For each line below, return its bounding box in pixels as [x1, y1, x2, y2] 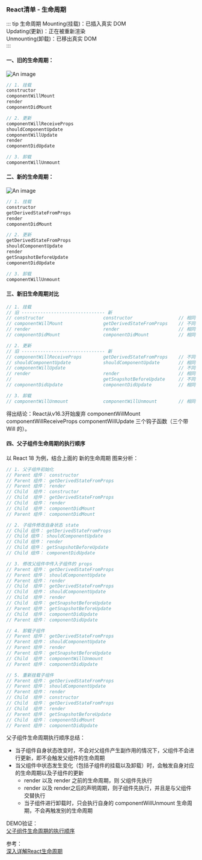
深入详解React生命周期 [6, 847, 63, 855]
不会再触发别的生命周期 [34, 807, 93, 814]
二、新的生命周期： [6, 173, 54, 181]
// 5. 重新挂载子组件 [6, 672, 54, 678]
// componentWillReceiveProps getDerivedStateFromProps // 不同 [6, 354, 196, 360]
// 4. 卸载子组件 [6, 628, 45, 634]
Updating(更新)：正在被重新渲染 [6, 28, 86, 35]
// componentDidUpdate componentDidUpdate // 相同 [6, 382, 196, 388]
